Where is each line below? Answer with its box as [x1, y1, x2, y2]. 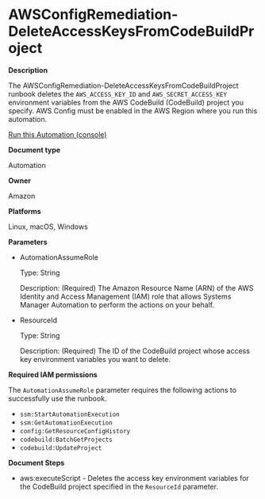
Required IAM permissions [8, 370, 98, 379]
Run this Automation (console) [8, 129, 107, 139]
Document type [8, 145, 61, 154]
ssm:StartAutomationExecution [19, 410, 121, 418]
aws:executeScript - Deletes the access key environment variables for [19, 473, 250, 482]
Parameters [8, 237, 48, 246]
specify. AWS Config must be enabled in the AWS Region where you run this [8, 105, 258, 116]
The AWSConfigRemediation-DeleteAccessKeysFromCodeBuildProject [8, 81, 240, 90]
